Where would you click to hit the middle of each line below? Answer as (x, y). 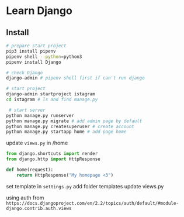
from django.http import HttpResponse (53, 159)
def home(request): (30, 170)
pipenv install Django (34, 62)
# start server (27, 110)
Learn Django (39, 11)
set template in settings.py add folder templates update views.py (85, 186)
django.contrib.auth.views (39, 208)
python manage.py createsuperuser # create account (70, 126)
